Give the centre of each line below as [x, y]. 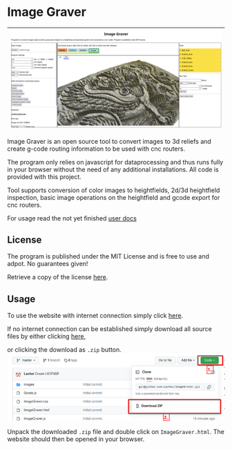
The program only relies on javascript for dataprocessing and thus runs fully [115, 162]
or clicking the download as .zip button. [65, 350]
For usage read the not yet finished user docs [72, 218]
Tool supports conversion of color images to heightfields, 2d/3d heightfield [114, 190]
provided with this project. [44, 176]
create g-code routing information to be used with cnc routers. [96, 149]
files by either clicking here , [47, 337]
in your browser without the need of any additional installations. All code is [113, 169]
